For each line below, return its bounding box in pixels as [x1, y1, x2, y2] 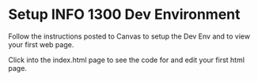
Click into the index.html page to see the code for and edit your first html [8, 55, 245, 64]
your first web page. [8, 39, 74, 49]
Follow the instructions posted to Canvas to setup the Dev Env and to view [8, 31, 251, 41]
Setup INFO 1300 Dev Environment [8, 6, 241, 24]
